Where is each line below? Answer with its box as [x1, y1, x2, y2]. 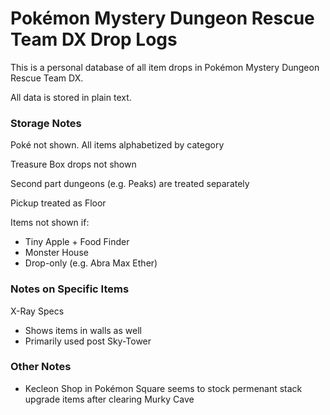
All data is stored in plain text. [10, 91, 132, 103]
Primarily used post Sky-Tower [24, 335, 152, 347]
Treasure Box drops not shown [10, 158, 137, 171]
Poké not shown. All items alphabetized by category [10, 139, 225, 151]
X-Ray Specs [10, 305, 65, 317]
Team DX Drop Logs [10, 28, 178, 51]
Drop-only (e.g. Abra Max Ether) [24, 257, 158, 269]
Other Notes [10, 360, 72, 374]
